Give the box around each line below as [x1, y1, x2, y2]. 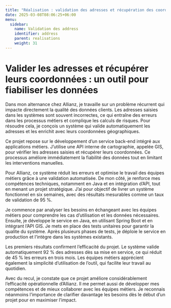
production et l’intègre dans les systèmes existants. [5, 234, 113, 240]
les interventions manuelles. [5, 160, 64, 166]
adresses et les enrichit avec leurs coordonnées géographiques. [5, 128, 140, 134]
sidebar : [10, 21, 28, 27]
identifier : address [14, 31, 58, 36]
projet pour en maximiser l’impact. [5, 297, 77, 303]
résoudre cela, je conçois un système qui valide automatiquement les [5, 123, 151, 129]
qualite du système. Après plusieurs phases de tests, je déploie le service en [5, 228, 166, 235]
